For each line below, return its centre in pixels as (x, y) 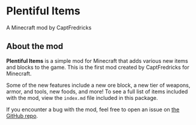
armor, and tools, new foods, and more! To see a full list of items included (97, 92)
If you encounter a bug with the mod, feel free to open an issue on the (93, 109)
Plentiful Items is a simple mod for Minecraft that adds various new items (97, 60)
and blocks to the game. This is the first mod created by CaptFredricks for (98, 67)
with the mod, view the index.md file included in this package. (82, 97)
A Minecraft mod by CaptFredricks (49, 28)
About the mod (35, 46)
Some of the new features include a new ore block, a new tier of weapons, (98, 85)
